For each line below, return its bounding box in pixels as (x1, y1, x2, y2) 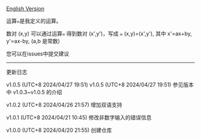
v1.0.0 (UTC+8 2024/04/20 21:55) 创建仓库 (6, 126, 112, 134)
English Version (6, 5, 45, 12)
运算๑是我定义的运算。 (6, 17, 62, 24)
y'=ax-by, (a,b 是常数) (6, 38, 60, 44)
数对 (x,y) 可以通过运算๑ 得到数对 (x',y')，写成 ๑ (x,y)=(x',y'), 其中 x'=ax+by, (6, 30, 193, 37)
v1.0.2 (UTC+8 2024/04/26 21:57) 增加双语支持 (6, 101, 123, 108)
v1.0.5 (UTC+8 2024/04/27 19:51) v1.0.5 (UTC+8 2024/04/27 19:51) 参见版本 (6, 81, 194, 88)
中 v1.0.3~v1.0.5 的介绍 (6, 89, 63, 95)
